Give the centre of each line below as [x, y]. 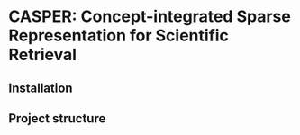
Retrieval [43, 55]
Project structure [57, 118]
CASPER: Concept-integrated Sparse [150, 17]
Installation [41, 88]
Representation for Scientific [118, 36]
